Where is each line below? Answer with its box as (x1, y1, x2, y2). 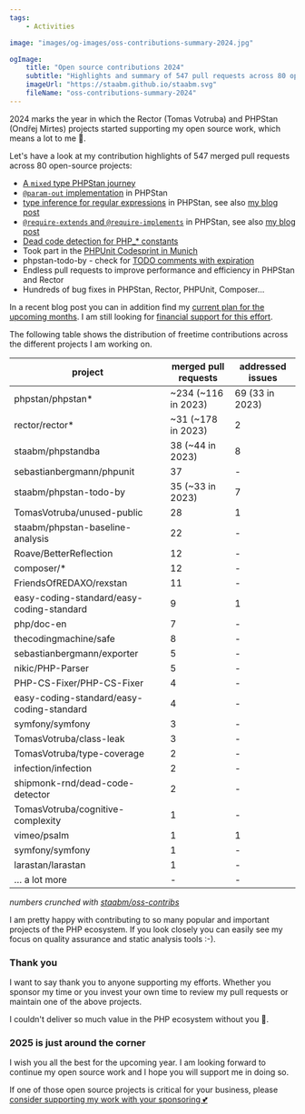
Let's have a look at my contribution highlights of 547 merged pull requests (9, 150, 290, 161)
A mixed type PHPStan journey (22, 177, 136, 188)
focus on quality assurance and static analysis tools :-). (9, 933, 216, 944)
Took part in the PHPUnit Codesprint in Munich (22, 245, 198, 256)
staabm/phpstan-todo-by (14, 486, 125, 498)
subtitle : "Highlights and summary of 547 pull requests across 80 (25, 72, 286, 81)
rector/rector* (14, 418, 74, 431)
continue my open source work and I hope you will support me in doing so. (9, 1067, 289, 1078)
